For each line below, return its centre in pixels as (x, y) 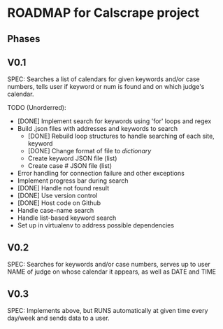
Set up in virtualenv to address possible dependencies (96, 225)
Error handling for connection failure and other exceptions (101, 174)
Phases (24, 39)
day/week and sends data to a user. (58, 318)
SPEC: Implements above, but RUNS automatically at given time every (108, 311)
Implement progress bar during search (73, 181)
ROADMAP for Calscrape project (103, 13)
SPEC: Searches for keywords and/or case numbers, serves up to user (109, 265)
